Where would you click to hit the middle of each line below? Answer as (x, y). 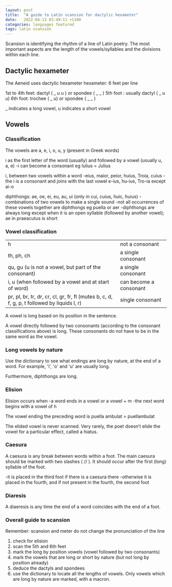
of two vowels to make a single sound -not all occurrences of (100, 202)
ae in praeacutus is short (31, 218)
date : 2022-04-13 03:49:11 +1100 (43, 19)
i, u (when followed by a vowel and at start (59, 281)
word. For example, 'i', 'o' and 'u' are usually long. (58, 367)
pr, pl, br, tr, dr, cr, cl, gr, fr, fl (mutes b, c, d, (60, 296)
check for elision (30, 541)
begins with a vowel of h (31, 406)
